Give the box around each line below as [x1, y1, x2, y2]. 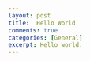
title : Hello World [8, 19, 77, 27]
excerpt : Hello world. [8, 41, 83, 49]
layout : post [8, 11, 51, 20]
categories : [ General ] [8, 33, 83, 42]
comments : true [8, 26, 58, 34]
